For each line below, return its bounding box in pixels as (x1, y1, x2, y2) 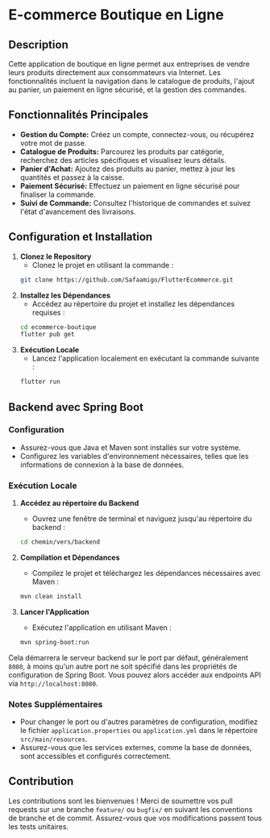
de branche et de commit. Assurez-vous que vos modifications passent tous (8, 813, 262, 823)
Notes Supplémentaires (8, 698, 103, 710)
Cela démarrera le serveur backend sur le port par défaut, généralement (8, 652, 248, 662)
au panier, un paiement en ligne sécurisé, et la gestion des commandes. (8, 85, 247, 94)
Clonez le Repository (19, 252, 92, 261)
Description (8, 38, 69, 52)
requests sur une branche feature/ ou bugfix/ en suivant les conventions (8, 804, 253, 814)
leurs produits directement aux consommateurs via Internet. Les (8, 68, 222, 77)
